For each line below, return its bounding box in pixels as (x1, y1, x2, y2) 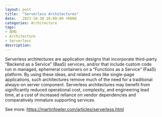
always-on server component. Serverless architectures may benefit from (5, 81, 150, 87)
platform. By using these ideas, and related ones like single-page (5, 71, 134, 77)
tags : (5, 25, 16, 30)
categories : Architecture (5, 20, 57, 26)
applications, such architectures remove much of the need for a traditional (5, 77, 153, 82)
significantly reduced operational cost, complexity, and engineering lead (5, 87, 149, 92)
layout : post (5, 7, 31, 12)
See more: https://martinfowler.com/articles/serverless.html (5, 106, 124, 112)
